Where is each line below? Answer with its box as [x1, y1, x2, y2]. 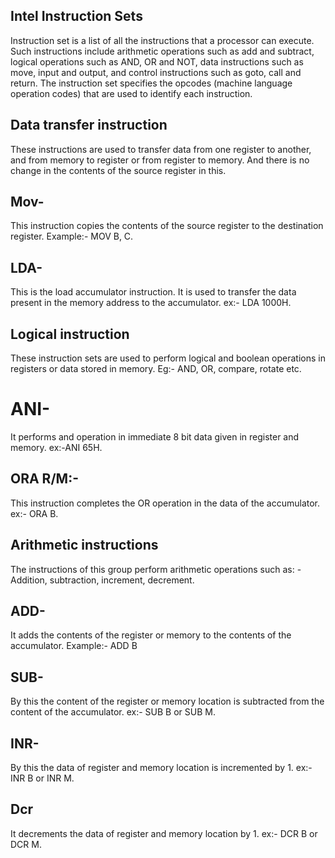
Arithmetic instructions [10, 537, 159, 554]
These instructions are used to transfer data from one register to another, [10, 143, 312, 155]
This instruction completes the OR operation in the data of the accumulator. [10, 497, 321, 509]
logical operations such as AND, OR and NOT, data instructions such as [10, 55, 304, 68]
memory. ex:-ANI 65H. [10, 442, 103, 453]
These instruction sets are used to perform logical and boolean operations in [10, 352, 326, 364]
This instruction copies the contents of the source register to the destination [10, 220, 324, 232]
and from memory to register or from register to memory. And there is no [10, 154, 310, 166]
